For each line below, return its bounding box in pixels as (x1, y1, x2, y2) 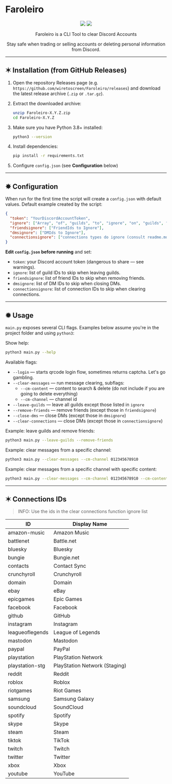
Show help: (5, 340, 29, 346)
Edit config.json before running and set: (5, 249, 92, 255)
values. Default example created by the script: (5, 201, 102, 208)
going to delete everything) (20, 390, 78, 397)
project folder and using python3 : (5, 330, 75, 336)
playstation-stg (8, 662, 46, 669)
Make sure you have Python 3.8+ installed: (12, 124, 103, 130)
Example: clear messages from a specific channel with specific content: (5, 466, 157, 472)
